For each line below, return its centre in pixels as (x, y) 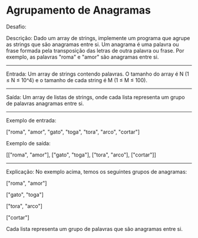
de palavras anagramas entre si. (45, 103)
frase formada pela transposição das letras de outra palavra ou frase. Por (95, 50)
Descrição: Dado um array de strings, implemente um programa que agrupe (98, 38)
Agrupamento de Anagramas (79, 10)
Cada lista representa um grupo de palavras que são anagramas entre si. (95, 229)
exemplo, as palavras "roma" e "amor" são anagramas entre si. (82, 57)
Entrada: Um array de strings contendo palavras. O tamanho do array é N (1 (98, 74)
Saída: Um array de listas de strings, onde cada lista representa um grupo (95, 97)
